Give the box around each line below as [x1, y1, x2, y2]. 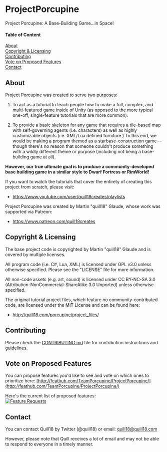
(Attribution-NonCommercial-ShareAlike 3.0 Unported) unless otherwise [5, 282, 154, 288]
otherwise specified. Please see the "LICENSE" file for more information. [5, 267, 155, 273]
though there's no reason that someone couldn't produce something [12, 143, 153, 149]
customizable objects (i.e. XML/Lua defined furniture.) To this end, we [12, 132, 156, 138]
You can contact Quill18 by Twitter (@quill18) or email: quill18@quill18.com [5, 426, 157, 432]
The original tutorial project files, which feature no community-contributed [5, 297, 158, 303]
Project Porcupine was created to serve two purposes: [5, 92, 117, 98]
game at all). [30, 154, 56, 160]
